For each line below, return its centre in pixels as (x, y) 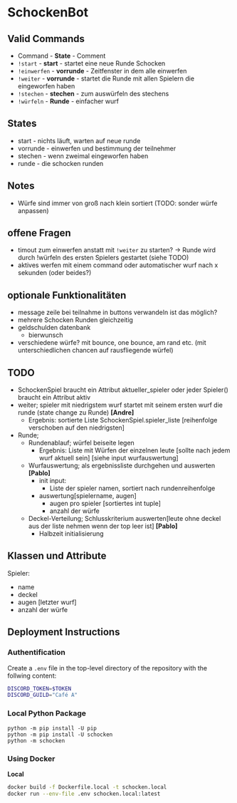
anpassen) (33, 210)
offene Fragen (39, 233)
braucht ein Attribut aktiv (54, 398)
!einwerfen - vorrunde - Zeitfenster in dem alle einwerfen (102, 71)
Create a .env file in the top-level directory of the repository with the (107, 668)
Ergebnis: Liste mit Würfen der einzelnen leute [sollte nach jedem (135, 450)
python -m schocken (36, 741)
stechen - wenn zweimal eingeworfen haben (83, 156)
